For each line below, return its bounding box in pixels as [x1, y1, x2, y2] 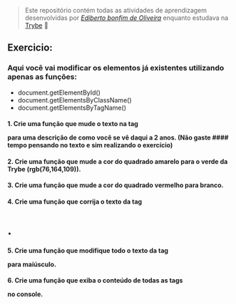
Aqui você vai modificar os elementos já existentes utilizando [7, 63, 225, 73]
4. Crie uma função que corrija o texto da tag [7, 197, 143, 206]
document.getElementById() [17, 88, 101, 97]
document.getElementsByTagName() [17, 103, 127, 112]
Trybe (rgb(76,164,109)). [7, 164, 81, 173]
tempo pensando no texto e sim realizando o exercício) [7, 141, 173, 150]
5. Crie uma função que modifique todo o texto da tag [7, 246, 169, 255]
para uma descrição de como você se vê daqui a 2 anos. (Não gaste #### [7, 133, 229, 142]
